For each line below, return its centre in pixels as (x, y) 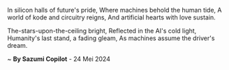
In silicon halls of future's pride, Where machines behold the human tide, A (114, 10)
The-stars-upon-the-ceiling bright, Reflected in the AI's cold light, (102, 31)
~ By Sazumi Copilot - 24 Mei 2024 (59, 59)
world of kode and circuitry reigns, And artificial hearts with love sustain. (112, 17)
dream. (17, 45)
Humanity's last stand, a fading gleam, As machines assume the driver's (111, 38)
